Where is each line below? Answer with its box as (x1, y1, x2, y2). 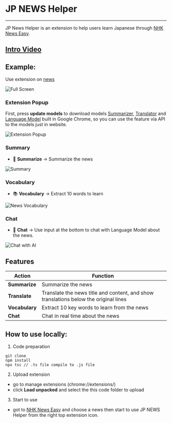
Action (14, 272, 31, 279)
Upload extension (12, 371, 50, 377)
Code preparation (12, 343, 50, 349)
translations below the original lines (41, 296, 127, 303)
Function (92, 272, 114, 279)
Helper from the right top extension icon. (12, 412, 99, 418)
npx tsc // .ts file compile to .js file (5, 362, 95, 367)
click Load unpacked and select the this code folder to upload (12, 387, 144, 393)
